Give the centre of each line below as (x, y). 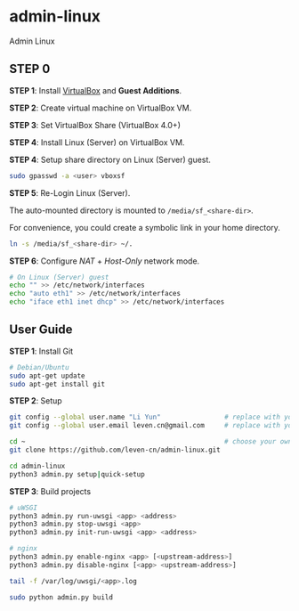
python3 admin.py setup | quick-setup (77, 474)
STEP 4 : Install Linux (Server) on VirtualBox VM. (97, 142)
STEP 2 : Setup (36, 401)
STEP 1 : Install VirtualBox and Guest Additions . (96, 90)
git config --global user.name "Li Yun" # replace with (145, 417)
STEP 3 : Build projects (50, 491)
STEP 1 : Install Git (41, 351)
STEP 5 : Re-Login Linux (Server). (70, 192)
